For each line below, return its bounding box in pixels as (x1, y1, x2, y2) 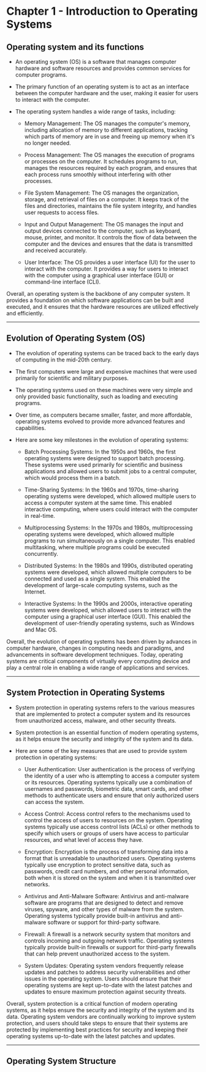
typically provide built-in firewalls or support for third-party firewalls (24, 943, 196, 951)
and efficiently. (6, 310, 44, 317)
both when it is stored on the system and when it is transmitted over (24, 874, 196, 881)
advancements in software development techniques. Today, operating (6, 650, 183, 658)
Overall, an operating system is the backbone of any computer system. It (6, 290, 190, 297)
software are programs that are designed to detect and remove (24, 899, 184, 906)
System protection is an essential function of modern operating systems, (15, 728, 199, 736)
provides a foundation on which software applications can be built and (6, 296, 184, 304)
